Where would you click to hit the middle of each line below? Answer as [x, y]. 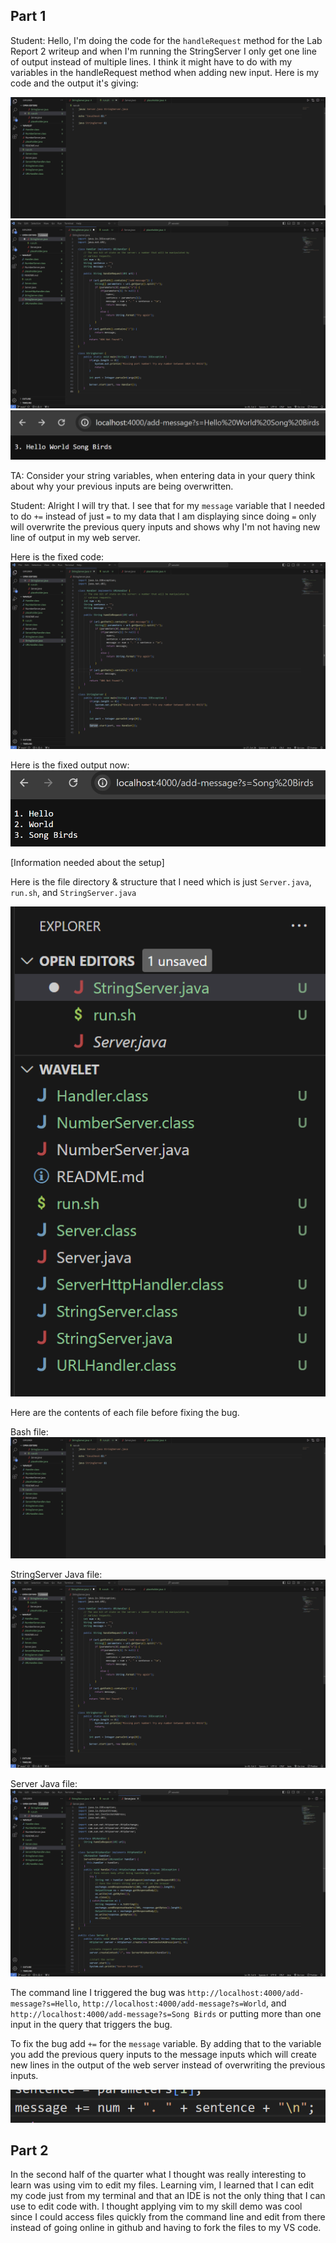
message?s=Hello [44, 2004]
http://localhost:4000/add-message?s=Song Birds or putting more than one [166, 2014]
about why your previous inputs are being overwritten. [122, 486]
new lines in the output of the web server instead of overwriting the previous [168, 2065]
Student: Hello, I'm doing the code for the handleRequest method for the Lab [166, 40]
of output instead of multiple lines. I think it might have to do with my [151, 61]
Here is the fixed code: [57, 557]
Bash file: [29, 1431]
